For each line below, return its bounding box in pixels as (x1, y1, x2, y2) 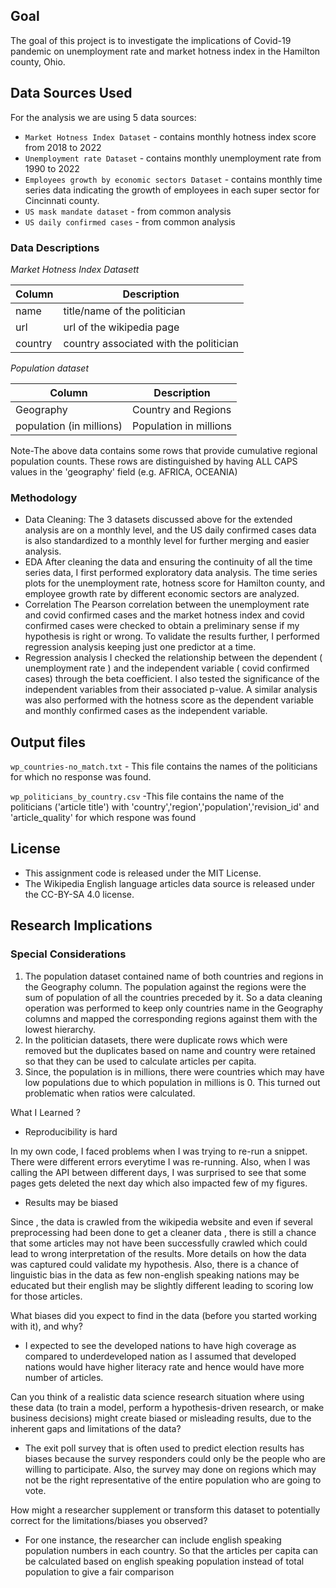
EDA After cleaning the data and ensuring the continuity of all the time (24, 556, 313, 568)
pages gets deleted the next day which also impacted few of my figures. (10, 1177, 308, 1189)
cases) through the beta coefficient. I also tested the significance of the (24, 673, 320, 685)
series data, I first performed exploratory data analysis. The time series (24, 567, 318, 579)
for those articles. (10, 1290, 83, 1302)
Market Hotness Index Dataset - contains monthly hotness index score (24, 130, 317, 143)
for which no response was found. (10, 771, 152, 783)
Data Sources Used (10, 85, 133, 102)
